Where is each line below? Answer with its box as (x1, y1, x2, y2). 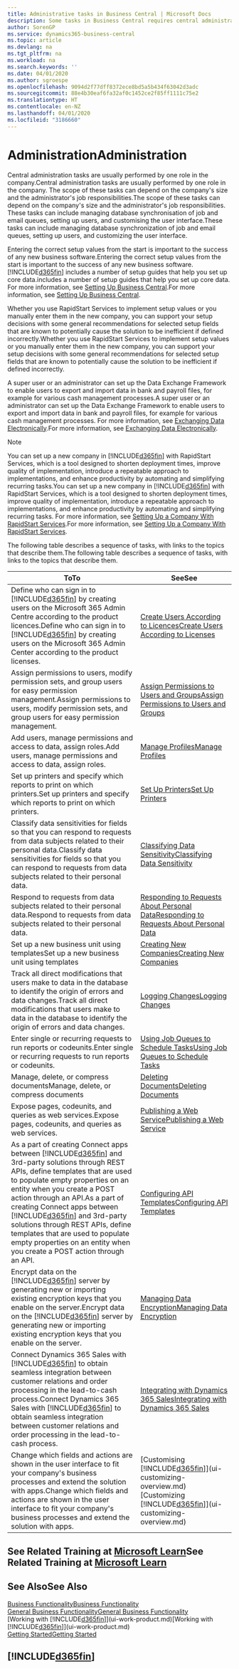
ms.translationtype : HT (7, 97, 78, 104)
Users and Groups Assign (139, 690, 224, 700)
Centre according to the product (11, 612, 119, 622)
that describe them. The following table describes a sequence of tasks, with (7, 548, 228, 557)
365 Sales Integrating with (139, 1393, 227, 1403)
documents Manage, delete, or (11, 1080, 112, 1090)
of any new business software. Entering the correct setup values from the (7, 252, 222, 261)
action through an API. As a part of (11, 1193, 124, 1203)
